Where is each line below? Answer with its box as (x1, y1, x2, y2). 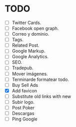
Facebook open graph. (11, 26, 59, 31)
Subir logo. (11, 99, 35, 105)
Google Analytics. (11, 54, 48, 60)
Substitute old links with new (11, 93, 71, 99)
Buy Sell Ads (11, 82, 38, 88)
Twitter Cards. (11, 20, 41, 26)
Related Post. (11, 42, 39, 48)
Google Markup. (11, 48, 45, 54)
